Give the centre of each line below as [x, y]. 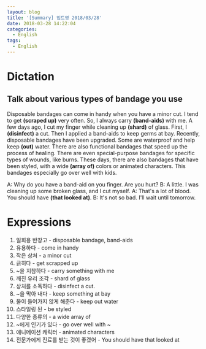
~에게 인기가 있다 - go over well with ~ [63, 324]
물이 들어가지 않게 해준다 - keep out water [67, 301]
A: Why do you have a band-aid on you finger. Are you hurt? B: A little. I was [103, 184]
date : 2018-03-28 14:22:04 [41, 23]
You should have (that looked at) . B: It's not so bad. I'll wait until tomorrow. [101, 198]
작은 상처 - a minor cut [44, 255]
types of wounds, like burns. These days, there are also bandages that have [103, 159]
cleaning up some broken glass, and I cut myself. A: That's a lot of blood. [99, 191]
